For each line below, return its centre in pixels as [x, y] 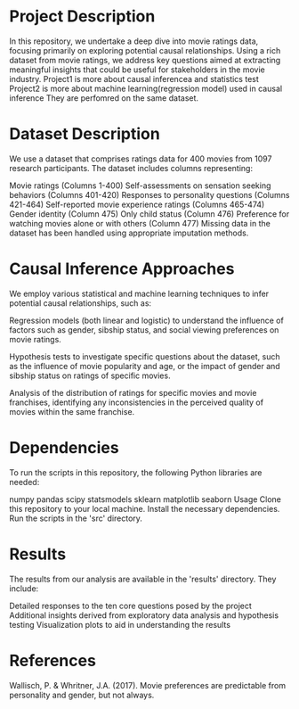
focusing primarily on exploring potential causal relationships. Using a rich [145, 50]
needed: [24, 482]
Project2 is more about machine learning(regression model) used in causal [146, 88]
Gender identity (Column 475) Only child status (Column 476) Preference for [149, 214]
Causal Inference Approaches [122, 269]
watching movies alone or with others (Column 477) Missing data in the [140, 223]
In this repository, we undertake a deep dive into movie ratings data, [134, 41]
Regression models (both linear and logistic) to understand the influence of [147, 320]
